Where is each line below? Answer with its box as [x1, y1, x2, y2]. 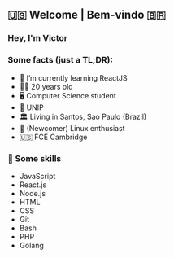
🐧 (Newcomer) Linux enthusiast [19, 123, 125, 133]
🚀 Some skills [7, 152, 62, 164]
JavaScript [19, 171, 56, 181]
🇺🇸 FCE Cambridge [19, 132, 88, 142]
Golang [19, 240, 44, 250]
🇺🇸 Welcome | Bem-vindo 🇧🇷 [7, 8, 166, 22]
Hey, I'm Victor [7, 33, 68, 44]
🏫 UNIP [19, 103, 44, 112]
